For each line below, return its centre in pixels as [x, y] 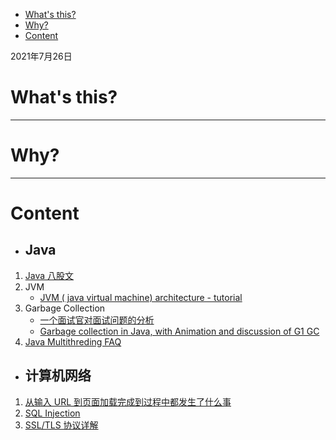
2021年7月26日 [41, 56]
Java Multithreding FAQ [73, 341]
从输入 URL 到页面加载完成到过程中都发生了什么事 [128, 401]
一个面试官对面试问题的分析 [97, 320]
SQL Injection [52, 413]
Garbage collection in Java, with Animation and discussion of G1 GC [179, 331]
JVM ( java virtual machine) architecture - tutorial [141, 297]
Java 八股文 [49, 275]
